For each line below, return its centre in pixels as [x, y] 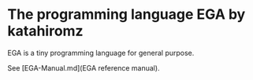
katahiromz [45, 31]
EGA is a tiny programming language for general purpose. [101, 53]
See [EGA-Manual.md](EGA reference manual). [84, 67]
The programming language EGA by [126, 15]
